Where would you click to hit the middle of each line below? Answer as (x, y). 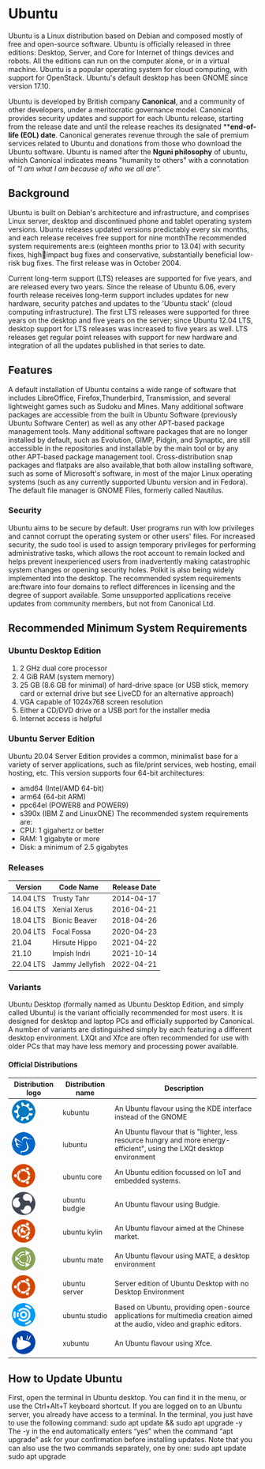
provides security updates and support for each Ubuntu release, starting (126, 118)
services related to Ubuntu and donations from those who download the (125, 143)
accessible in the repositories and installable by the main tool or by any (123, 448)
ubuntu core (82, 1176)
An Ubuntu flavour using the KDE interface (183, 1108)
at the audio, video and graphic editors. (178, 1324)
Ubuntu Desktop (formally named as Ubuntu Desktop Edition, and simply (126, 1004)
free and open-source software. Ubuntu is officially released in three (119, 43)
